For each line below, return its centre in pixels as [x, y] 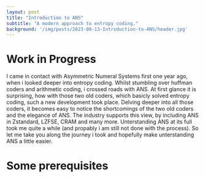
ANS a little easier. [29, 141]
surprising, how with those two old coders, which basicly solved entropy [98, 96]
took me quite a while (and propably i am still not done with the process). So [102, 128]
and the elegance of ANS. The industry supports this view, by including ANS [102, 115]
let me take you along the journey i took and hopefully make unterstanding [100, 135]
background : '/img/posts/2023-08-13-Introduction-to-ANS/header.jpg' [97, 29]
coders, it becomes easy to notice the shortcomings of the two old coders [100, 109]
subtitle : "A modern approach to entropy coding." [72, 23]
